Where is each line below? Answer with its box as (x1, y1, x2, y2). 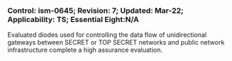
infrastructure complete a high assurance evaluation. (7, 45, 163, 55)
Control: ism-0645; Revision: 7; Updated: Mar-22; (7, 6, 184, 16)
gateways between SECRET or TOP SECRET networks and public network (7, 38, 225, 47)
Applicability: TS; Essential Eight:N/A (7, 14, 139, 24)
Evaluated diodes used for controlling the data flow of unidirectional (7, 30, 207, 39)
